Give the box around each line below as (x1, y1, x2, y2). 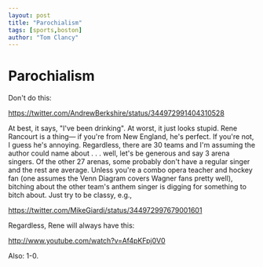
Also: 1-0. (8, 251, 39, 261)
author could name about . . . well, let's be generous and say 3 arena (8, 148, 230, 158)
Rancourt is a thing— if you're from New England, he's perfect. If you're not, (8, 132, 254, 141)
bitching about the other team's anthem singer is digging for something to (8, 182, 247, 192)
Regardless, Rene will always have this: (8, 221, 135, 230)
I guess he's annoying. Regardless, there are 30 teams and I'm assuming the (8, 141, 256, 150)
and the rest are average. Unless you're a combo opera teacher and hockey (8, 166, 253, 175)
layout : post (8, 11, 51, 20)
